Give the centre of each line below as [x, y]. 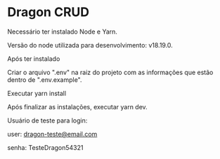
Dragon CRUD [48, 12]
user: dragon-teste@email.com [52, 134]
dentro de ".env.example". [45, 79]
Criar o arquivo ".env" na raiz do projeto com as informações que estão [110, 72]
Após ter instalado [34, 58]
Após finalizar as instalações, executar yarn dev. [77, 106]
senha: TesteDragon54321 [45, 147]
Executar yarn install [37, 93]
